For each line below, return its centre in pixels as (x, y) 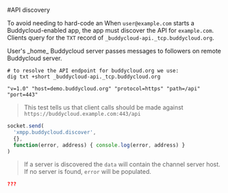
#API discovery (28, 10)
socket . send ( (26, 126)
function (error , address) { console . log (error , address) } (99, 145)
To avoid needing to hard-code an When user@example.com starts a (101, 23)
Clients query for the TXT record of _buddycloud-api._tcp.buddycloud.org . (111, 38)
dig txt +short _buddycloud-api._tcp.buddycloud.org (84, 77)
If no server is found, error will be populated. (88, 172)
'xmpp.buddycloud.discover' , (55, 132)
